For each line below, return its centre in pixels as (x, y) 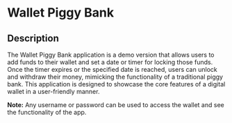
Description (33, 38)
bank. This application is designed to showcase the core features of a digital (116, 84)
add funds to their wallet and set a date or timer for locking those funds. (110, 62)
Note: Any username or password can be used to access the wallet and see (116, 105)
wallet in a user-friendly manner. (53, 92)
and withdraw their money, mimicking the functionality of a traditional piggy (115, 77)
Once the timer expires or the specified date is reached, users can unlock (112, 69)
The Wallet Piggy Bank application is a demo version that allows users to (111, 55)
